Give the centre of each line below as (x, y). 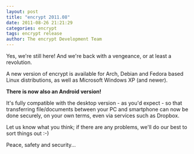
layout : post (22, 12)
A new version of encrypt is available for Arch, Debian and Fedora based (95, 74)
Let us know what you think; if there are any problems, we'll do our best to (97, 127)
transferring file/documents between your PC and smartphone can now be (97, 109)
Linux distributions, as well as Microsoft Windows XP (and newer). (87, 80)
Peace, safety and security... (41, 145)
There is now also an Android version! (54, 92)
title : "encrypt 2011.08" (38, 17)
